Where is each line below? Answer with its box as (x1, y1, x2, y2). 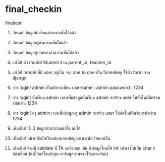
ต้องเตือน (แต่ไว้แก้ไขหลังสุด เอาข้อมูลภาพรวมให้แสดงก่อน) (12, 151, 109, 157)
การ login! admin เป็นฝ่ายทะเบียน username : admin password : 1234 (12, 84, 144, 90)
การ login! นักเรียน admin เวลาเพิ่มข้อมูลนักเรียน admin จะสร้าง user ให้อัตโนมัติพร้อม (12, 94, 160, 100)
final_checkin (5, 3, 62, 15)
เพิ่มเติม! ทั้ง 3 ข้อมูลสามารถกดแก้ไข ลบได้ (12, 125, 81, 131)
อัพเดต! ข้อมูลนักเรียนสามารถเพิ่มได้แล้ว (12, 29, 77, 35)
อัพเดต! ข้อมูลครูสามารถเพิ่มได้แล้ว (12, 39, 68, 45)
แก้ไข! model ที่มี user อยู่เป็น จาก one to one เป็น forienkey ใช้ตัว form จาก (12, 69, 150, 75)
